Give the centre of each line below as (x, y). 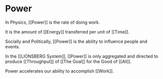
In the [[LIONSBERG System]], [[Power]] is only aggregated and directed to (82, 56)
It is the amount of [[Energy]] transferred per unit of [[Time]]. (67, 32)
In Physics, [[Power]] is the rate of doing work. (53, 22)
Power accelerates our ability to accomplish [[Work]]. (59, 71)
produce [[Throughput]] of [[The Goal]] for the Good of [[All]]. (68, 61)
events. (13, 46)
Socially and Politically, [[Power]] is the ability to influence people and (76, 41)
